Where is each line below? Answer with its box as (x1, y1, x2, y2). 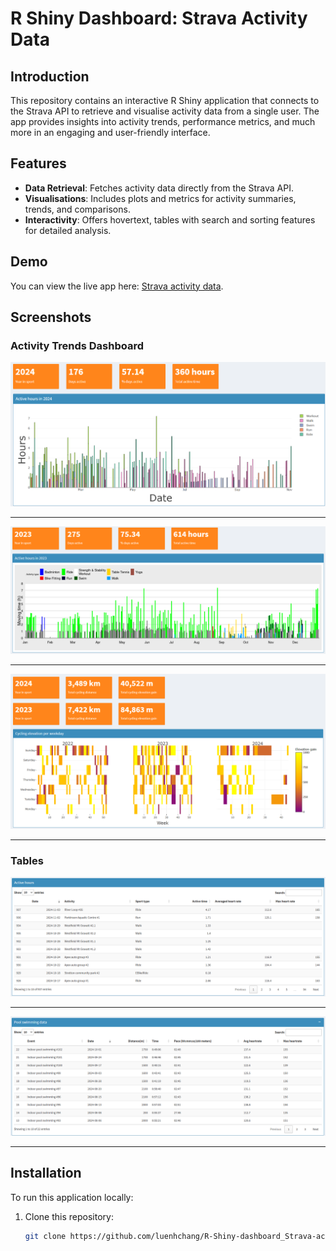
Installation (10, 1165, 82, 1182)
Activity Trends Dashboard (10, 338, 144, 352)
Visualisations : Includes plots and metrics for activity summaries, (24, 192, 297, 204)
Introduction (10, 68, 90, 85)
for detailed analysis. (24, 224, 112, 236)
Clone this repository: (24, 1210, 114, 1222)
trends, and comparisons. (24, 203, 131, 215)
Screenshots (10, 309, 92, 326)
